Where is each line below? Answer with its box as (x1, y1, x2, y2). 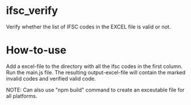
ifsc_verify (6, 4, 58, 17)
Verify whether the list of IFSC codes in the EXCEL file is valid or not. (6, 23, 171, 30)
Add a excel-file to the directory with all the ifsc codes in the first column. (6, 63, 183, 70)
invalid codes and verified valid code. (6, 75, 96, 82)
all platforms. (6, 92, 37, 99)
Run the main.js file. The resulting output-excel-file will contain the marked (6, 68, 186, 76)
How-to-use (6, 44, 67, 57)
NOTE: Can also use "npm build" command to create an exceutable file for (6, 86, 185, 93)
